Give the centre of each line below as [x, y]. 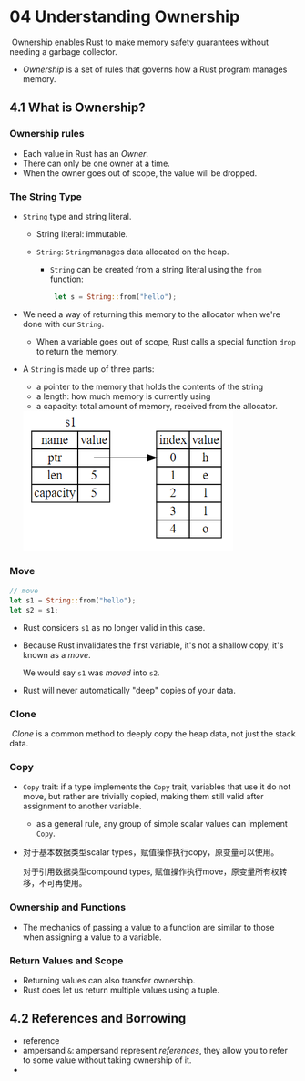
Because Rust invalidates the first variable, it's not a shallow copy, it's [153, 645]
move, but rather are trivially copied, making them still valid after [143, 797]
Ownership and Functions [67, 907]
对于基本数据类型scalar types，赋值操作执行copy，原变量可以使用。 [151, 852]
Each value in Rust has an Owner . [85, 153]
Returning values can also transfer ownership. [109, 980]
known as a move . [56, 654]
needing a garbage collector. [63, 51]
